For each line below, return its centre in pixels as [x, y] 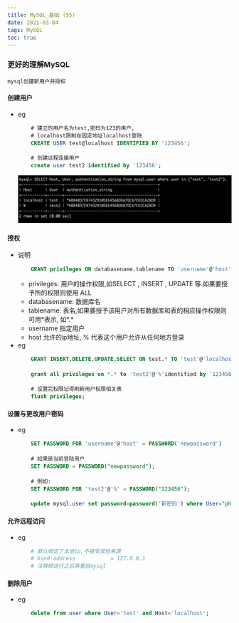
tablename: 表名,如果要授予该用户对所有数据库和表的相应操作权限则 [127, 310]
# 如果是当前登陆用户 [58, 459]
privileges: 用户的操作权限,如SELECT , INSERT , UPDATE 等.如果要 [125, 283]
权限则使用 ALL [70, 293]
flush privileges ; [58, 397]
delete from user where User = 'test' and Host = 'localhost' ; [120, 613]
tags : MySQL [25, 30]
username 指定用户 [57, 328]
